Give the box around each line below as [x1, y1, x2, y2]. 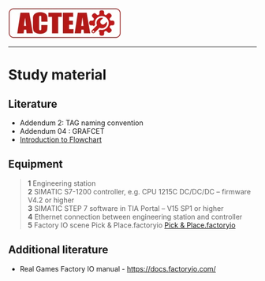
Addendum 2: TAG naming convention [19, 118, 144, 128]
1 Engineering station [27, 178, 96, 188]
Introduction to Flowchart [19, 135, 103, 144]
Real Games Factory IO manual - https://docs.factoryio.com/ [19, 264, 217, 273]
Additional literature [8, 243, 109, 257]
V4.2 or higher [27, 195, 75, 205]
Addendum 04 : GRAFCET [19, 127, 105, 135]
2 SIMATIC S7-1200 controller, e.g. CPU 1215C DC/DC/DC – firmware [27, 187, 252, 196]
